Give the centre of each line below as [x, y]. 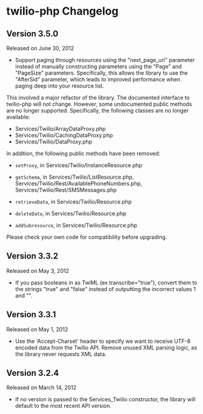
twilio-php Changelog [62, 11]
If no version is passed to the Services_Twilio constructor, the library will [105, 399]
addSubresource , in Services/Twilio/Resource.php [76, 225]
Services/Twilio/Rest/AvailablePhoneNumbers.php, [78, 183]
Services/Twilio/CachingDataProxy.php [64, 135]
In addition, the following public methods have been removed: [83, 154]
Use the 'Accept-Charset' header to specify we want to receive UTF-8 [103, 341]
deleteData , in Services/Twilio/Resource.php [71, 213]
